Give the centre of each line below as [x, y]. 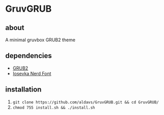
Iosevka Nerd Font [32, 73]
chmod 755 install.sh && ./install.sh [54, 107]
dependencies [29, 56]
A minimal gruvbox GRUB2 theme [40, 40]
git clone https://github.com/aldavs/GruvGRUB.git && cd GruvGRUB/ [86, 102]
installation [23, 90]
